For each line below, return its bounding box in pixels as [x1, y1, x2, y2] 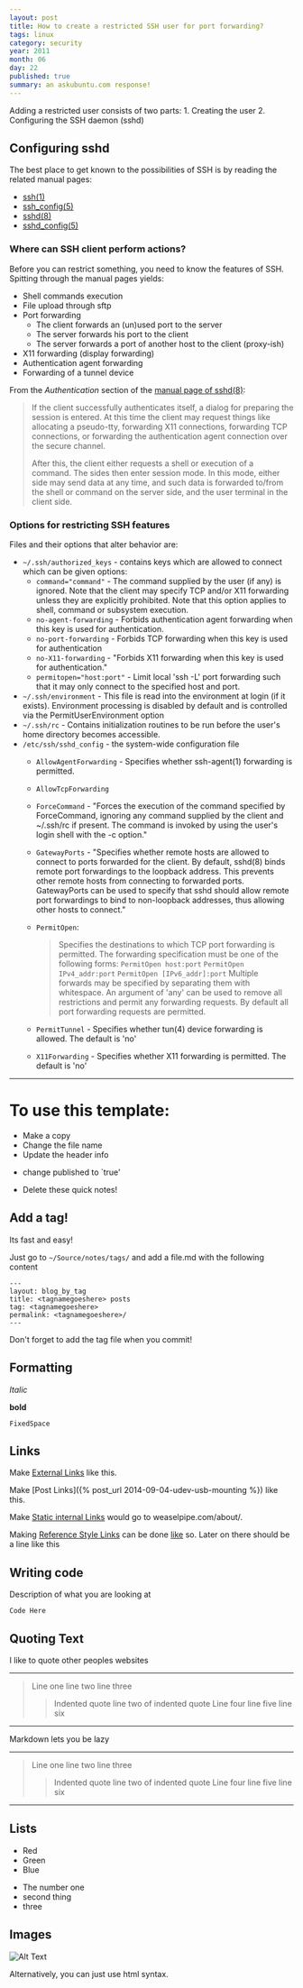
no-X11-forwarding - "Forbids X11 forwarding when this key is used [35, 653, 284, 664]
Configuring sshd [9, 141, 110, 156]
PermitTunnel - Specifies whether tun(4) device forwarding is [35, 1024, 263, 1035]
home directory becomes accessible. [22, 729, 161, 740]
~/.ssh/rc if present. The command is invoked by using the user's [35, 820, 278, 830]
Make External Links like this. [9, 1467, 117, 1479]
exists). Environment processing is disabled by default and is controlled [22, 701, 288, 711]
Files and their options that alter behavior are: [9, 539, 179, 550]
